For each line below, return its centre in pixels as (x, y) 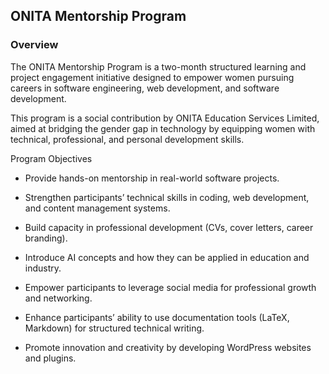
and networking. (58, 298)
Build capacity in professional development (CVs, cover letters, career (169, 227)
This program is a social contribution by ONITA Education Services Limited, (165, 118)
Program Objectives (51, 158)
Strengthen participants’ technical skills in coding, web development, (167, 197)
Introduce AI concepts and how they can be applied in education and (167, 257)
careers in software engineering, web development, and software (145, 88)
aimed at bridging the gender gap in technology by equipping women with (163, 128)
